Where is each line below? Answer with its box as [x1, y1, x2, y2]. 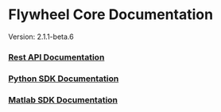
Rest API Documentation [8, 52, 105, 63]
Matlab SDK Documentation [8, 94, 118, 105]
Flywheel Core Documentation [8, 6, 213, 24]
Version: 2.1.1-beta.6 [8, 32, 74, 41]
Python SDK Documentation [8, 73, 119, 84]
